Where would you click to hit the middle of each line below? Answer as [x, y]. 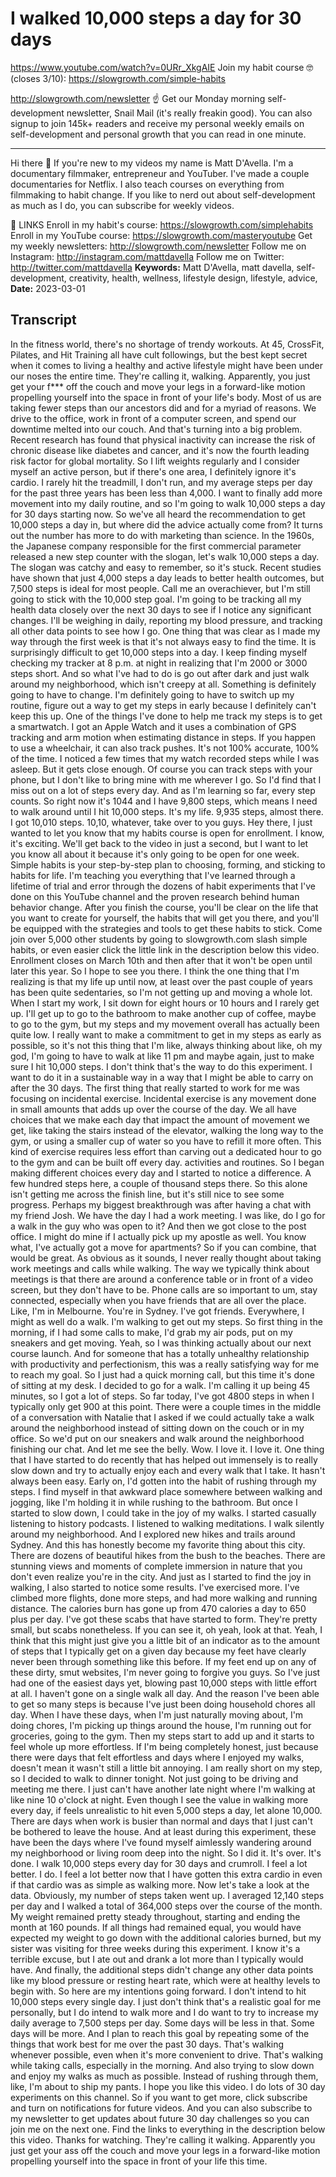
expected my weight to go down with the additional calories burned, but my [166, 1938]
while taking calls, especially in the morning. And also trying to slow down [162, 2065]
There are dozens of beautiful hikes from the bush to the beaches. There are [168, 1555]
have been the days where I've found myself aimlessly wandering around [161, 1842]
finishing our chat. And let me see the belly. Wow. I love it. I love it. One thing [167, 1449]
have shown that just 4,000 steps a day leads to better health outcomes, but [167, 578]
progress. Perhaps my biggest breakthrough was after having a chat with [161, 1204]
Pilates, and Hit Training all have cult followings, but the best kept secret [159, 354]
